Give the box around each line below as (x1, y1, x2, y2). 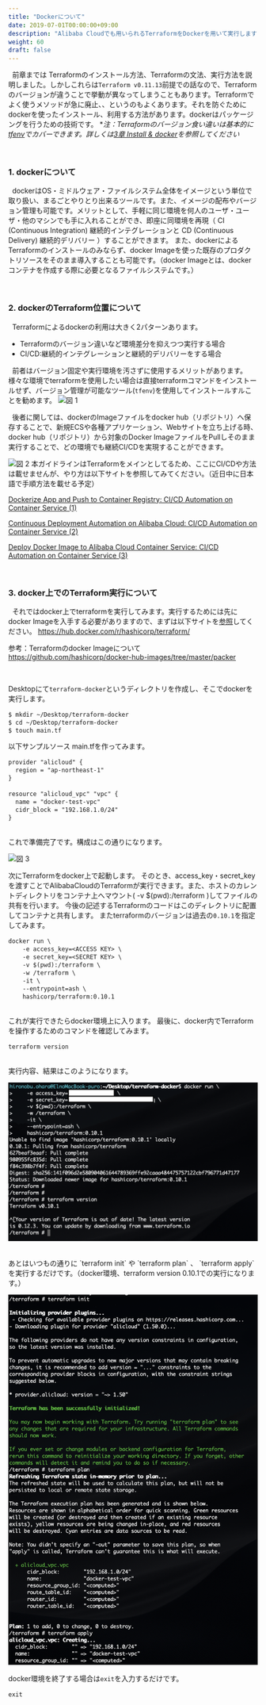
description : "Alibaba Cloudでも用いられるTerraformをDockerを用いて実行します (8, 29, 257, 37)
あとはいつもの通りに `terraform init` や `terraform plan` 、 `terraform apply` (8, 1259, 255, 1268)
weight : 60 (8, 38, 44, 46)
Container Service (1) (8, 503, 78, 512)
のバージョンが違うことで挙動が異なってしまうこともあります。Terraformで (8, 90, 255, 99)
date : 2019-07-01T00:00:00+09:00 (8, 21, 119, 29)
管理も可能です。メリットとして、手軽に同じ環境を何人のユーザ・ (21, 206, 236, 216)
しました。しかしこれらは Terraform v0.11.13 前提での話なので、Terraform (14, 80, 257, 90)
